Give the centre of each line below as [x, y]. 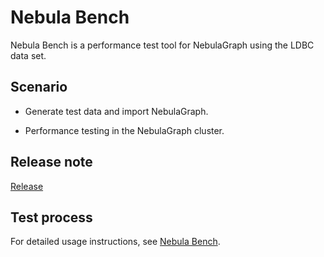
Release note [51, 162]
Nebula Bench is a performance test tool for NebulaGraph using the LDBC [162, 45]
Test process [51, 217]
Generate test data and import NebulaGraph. [116, 111]
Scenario [39, 87]
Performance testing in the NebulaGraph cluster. [124, 130]
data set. [28, 55]
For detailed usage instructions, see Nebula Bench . [115, 242]
